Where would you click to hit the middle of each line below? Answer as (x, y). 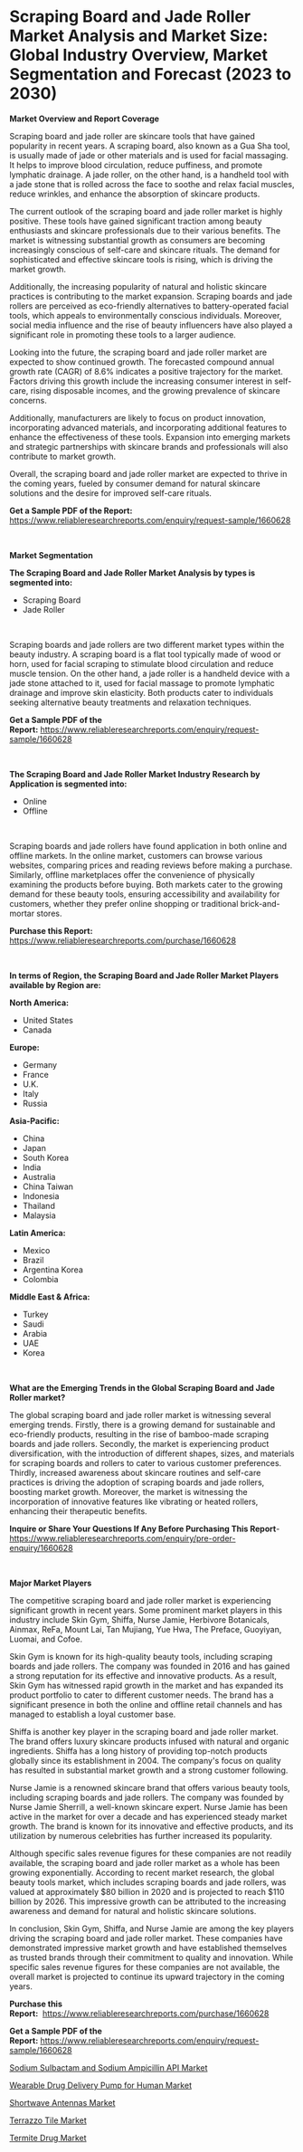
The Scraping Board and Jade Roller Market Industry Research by (135, 774)
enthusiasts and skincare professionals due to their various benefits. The (145, 230)
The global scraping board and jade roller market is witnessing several (140, 1414)
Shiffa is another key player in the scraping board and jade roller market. (144, 1731)
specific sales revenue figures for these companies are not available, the (145, 1966)
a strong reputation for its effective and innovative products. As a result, (143, 1675)
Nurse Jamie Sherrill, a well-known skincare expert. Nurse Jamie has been (148, 1806)
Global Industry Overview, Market (139, 55)
